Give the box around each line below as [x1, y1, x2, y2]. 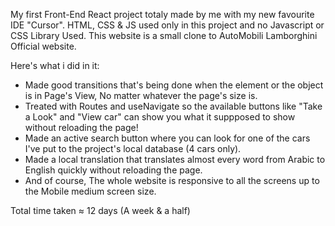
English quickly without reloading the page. [24, 164, 203, 176]
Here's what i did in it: [10, 60, 100, 71]
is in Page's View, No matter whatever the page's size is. [24, 90, 258, 101]
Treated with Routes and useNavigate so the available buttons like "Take [24, 100, 323, 112]
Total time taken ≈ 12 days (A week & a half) [10, 205, 191, 216]
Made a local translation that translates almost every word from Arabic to [24, 154, 326, 165]
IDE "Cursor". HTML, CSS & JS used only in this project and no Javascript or [10, 19, 325, 31]
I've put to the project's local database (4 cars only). [24, 143, 242, 154]
